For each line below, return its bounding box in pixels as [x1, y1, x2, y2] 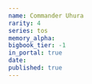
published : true [8, 64, 62, 72]
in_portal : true [8, 49, 62, 57]
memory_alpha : [8, 34, 56, 42]
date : [8, 57, 26, 65]
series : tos [8, 26, 48, 34]
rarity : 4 [8, 19, 42, 27]
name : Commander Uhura [8, 11, 84, 20]
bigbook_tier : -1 [8, 42, 66, 50]
